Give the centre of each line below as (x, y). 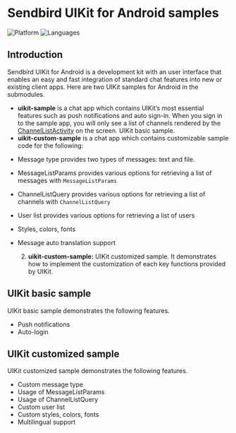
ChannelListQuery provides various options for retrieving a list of (111, 194)
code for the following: (50, 146)
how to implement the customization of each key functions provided (127, 263)
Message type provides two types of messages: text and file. (106, 159)
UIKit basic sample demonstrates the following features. (89, 310)
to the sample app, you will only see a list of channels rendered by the (119, 123)
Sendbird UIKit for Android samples (113, 13)
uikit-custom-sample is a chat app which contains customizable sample (123, 138)
